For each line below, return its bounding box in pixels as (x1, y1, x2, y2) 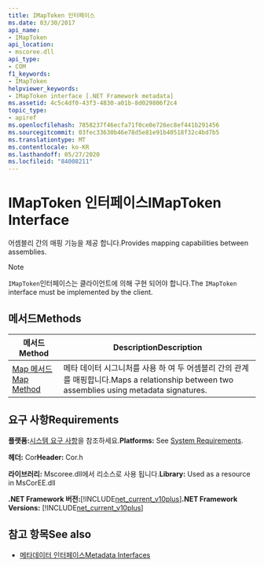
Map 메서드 (12, 363, 53, 374)
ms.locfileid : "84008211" (8, 158, 93, 166)
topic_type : (8, 107, 47, 115)
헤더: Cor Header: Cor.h (8, 452, 84, 462)
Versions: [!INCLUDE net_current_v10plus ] (8, 503, 144, 512)
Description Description (112, 341, 203, 352)
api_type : (8, 56, 41, 64)
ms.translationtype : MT (8, 135, 86, 144)
